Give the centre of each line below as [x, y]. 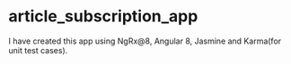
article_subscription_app [103, 16]
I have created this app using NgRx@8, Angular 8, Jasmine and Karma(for [145, 41]
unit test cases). [38, 50]
